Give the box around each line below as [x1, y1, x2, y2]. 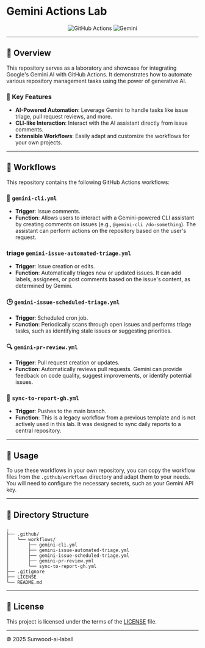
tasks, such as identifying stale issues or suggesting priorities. [15, 327, 172, 334]
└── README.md [6, 579, 43, 585]
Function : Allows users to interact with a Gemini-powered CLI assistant [15, 214, 195, 221]
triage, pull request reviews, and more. [15, 113, 112, 120]
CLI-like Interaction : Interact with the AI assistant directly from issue [15, 119, 188, 127]
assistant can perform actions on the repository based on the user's [15, 227, 187, 235]
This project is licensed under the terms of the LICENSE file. [6, 617, 157, 625]
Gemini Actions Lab [6, 4, 107, 18]
